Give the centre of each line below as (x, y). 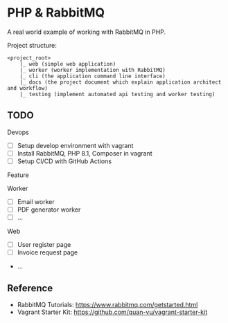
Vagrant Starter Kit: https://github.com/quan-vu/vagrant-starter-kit (112, 312)
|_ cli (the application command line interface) (93, 76)
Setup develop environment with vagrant (75, 145)
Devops (18, 132)
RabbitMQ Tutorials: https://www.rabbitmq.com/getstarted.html (107, 305)
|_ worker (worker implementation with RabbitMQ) (93, 70)
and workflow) (28, 88)
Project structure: (32, 45)
